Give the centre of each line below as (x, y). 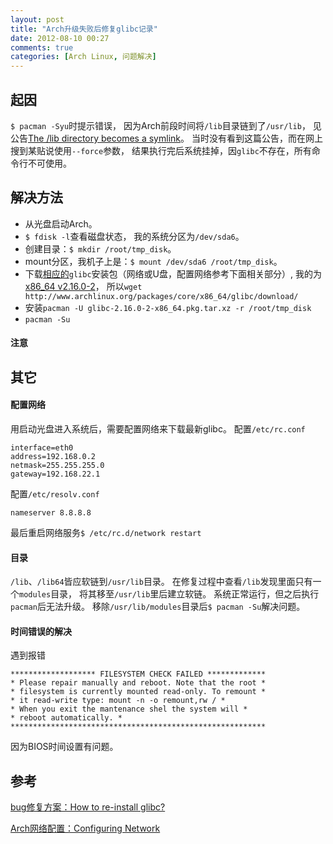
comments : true (42, 47)
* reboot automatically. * (66, 718)
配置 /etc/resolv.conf (55, 493)
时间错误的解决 (41, 631)
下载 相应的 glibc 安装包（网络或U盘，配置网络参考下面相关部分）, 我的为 (173, 273)
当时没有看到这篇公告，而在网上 (257, 138)
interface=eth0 (42, 447)
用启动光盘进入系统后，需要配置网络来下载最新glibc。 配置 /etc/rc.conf (158, 428)
